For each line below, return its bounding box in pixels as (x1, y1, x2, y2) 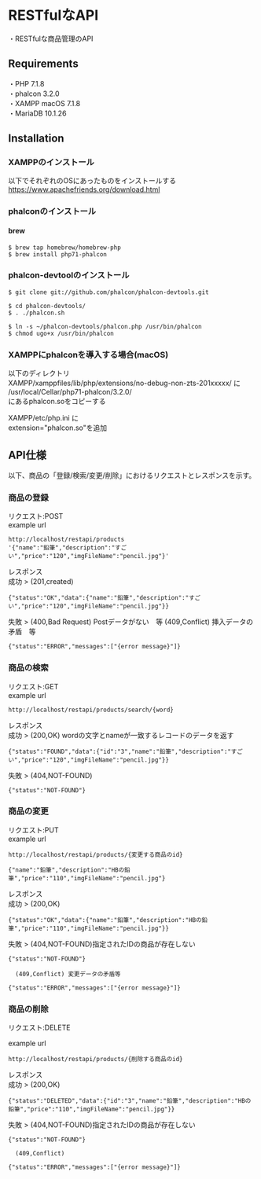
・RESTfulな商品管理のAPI (8, 34, 94, 43)
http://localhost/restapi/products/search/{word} (8, 706, 175, 714)
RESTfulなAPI (8, 6, 99, 24)
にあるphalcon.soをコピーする (8, 397, 106, 406)
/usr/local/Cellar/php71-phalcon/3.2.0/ (8, 387, 132, 397)
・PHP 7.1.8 (8, 79, 45, 88)
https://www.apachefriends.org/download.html (8, 185, 160, 194)
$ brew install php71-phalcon (8, 250, 108, 259)
